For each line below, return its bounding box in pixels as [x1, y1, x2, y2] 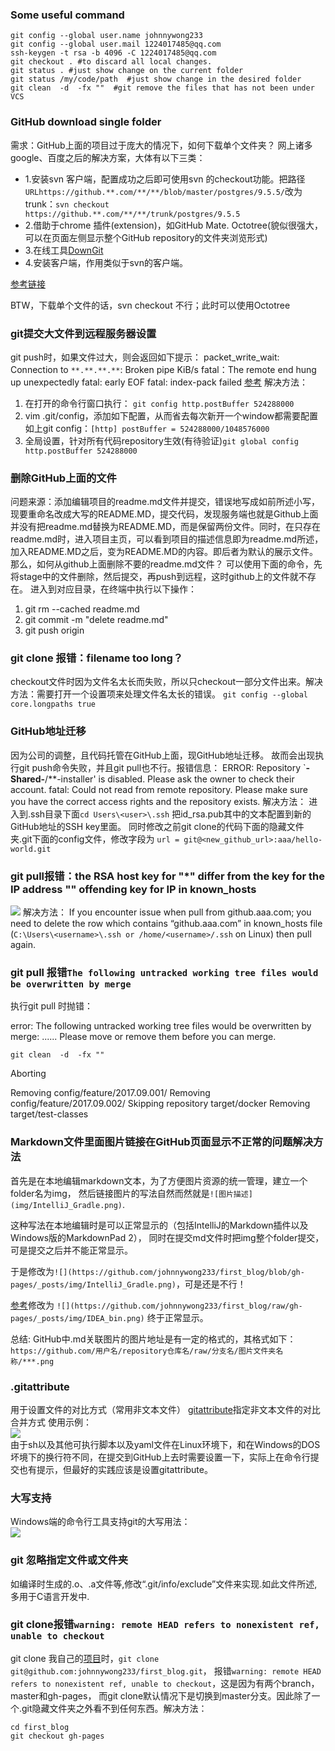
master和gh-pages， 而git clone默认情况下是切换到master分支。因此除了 [10, 1689, 312, 1702]
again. [10, 939, 37, 951]
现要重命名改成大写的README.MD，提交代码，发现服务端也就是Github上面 [10, 508, 319, 520]
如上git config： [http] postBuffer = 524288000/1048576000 [24, 422, 270, 434]
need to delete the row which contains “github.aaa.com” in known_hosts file [10, 918, 323, 930]
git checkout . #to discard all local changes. [10, 57, 213, 67]
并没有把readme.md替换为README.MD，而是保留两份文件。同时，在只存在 [10, 521, 322, 533]
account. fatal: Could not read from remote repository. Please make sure [10, 783, 308, 795]
